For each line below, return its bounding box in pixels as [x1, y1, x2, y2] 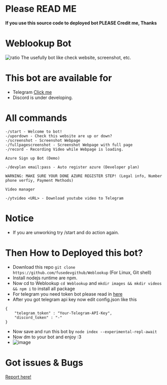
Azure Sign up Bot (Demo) [5, 155, 60, 161]
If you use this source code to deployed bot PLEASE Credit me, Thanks [5, 20, 157, 26]
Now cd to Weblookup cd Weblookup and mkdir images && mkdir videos [12, 280, 162, 286]
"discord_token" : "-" [14, 315, 62, 320]
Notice [5, 212, 34, 224]
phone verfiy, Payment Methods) [5, 178, 74, 183]
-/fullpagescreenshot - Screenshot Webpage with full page [5, 142, 133, 147]
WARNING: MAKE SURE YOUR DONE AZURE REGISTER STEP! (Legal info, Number [5, 173, 162, 178]
